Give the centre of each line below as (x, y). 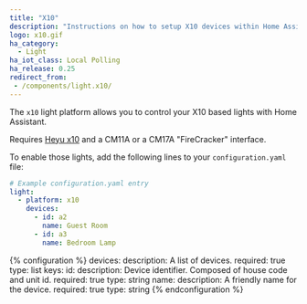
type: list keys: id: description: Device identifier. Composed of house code (148, 269)
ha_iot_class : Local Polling (65, 60)
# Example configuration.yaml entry (79, 183)
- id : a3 (50, 234)
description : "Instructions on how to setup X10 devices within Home (145, 26)
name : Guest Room (75, 225)
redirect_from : (38, 78)
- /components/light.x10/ (63, 86)
